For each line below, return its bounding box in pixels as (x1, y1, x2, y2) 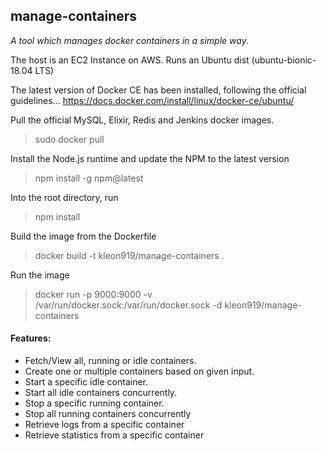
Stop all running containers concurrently (24, 408, 192, 420)
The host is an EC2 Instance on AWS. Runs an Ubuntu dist (10, 54, 250, 66)
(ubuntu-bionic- (251, 54, 317, 66)
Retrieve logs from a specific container (24, 419, 185, 431)
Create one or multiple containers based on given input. (24, 365, 255, 378)
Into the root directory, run (10, 191, 119, 203)
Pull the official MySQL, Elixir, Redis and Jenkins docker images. (10, 114, 275, 126)
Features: (10, 332, 52, 344)
